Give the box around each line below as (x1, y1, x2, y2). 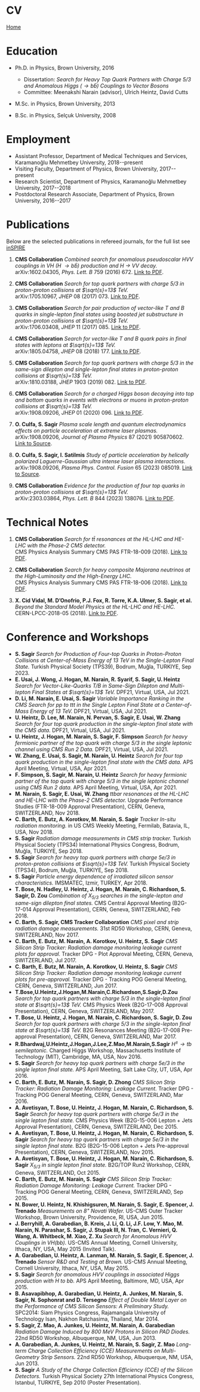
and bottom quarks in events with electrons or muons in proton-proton (14, 396, 189, 403)
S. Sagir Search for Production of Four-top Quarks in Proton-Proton (14, 650, 182, 657)
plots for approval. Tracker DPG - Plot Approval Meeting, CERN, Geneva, (14, 950, 194, 958)
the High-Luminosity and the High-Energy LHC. (14, 572, 132, 579)
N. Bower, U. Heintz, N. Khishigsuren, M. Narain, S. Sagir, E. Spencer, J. (14, 1200, 194, 1208)
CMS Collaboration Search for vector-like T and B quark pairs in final (14, 335, 187, 342)
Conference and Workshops (6, 630, 149, 644)
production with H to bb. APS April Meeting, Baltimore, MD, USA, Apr (14, 1277, 184, 1284)
